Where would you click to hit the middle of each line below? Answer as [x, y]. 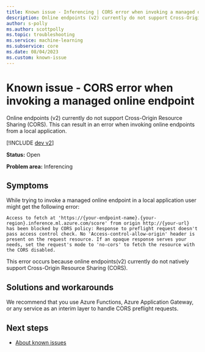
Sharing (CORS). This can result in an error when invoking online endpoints [101, 124]
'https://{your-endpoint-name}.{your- [107, 218]
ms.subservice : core [33, 47]
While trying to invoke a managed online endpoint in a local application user [102, 200]
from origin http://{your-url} [150, 223]
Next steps [27, 328]
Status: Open [23, 154]
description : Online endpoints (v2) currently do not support [87, 18]
